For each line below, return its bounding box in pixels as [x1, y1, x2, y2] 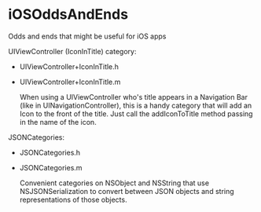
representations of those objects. [19, 195, 127, 204]
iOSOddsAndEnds [8, 5, 128, 24]
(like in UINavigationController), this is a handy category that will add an [19, 101, 252, 110]
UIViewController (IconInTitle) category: [8, 46, 137, 56]
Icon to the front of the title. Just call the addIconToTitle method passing [19, 108, 253, 119]
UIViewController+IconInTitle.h [19, 61, 119, 71]
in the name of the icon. [19, 117, 97, 126]
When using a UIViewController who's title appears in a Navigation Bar [19, 92, 248, 101]
